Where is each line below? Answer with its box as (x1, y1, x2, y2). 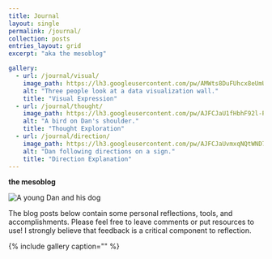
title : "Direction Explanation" (23, 155, 132, 163)
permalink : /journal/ (8, 27, 82, 35)
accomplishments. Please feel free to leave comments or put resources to (8, 217, 255, 227)
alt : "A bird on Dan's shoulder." (23, 117, 139, 126)
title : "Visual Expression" (23, 94, 117, 102)
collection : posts (8, 34, 70, 43)
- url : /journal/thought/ (15, 102, 104, 110)
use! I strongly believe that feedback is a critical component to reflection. (8, 226, 253, 235)
